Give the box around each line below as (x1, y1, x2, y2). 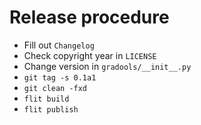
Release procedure (9, 6, 170, 29)
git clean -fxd (23, 83, 88, 93)
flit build (23, 94, 70, 104)
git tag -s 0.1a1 (23, 72, 97, 83)
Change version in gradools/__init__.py (23, 60, 192, 72)
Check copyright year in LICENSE (23, 49, 157, 61)
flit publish (23, 104, 79, 115)
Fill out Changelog (23, 39, 95, 51)
